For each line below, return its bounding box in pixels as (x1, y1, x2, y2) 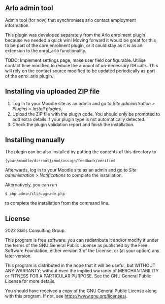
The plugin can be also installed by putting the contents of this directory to (5, 149, 157, 155)
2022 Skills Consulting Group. (5, 227, 66, 234)
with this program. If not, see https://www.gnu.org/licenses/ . (5, 293, 128, 299)
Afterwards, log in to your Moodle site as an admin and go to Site (5, 167, 137, 173)
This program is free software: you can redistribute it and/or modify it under (5, 237, 159, 243)
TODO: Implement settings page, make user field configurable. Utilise (5, 57, 146, 63)
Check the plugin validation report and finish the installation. (12, 121, 134, 128)
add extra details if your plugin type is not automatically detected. (12, 116, 146, 122)
